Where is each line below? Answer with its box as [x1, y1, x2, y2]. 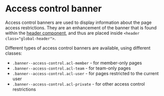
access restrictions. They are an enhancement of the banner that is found [5, 24, 157, 30]
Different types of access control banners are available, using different [5, 45, 151, 51]
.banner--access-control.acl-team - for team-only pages [12, 65, 131, 71]
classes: [5, 50, 22, 56]
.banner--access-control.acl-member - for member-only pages [12, 60, 142, 66]
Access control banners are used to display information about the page [5, 19, 152, 25]
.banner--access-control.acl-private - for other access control [12, 81, 145, 87]
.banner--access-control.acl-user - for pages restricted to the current [12, 70, 159, 76]
